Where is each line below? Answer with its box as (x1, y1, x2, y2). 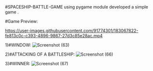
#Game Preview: (5, 19, 38, 24)
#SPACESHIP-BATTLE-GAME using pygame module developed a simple (5, 4, 149, 10)
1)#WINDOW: (5, 42, 31, 47)
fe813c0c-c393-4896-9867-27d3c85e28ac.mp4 (5, 33, 103, 38)
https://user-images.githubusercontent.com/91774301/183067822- (5, 28, 138, 33)
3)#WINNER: (5, 61, 31, 66)
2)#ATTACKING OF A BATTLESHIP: (5, 51, 75, 57)
